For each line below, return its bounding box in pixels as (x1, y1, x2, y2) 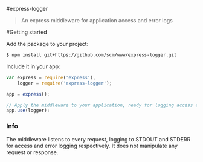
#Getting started (6, 28, 47, 36)
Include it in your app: (6, 63, 60, 70)
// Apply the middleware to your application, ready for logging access (6, 102, 193, 108)
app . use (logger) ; (6, 108, 50, 114)
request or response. (6, 148, 59, 156)
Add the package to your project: (6, 40, 89, 47)
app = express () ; (6, 91, 50, 97)
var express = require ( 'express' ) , (6, 74, 96, 80)
